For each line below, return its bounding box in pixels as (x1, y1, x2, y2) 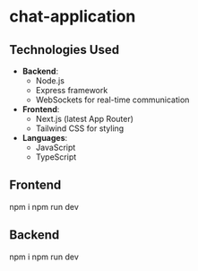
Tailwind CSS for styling (35, 123, 125, 134)
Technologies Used (9, 42, 119, 57)
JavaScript (35, 142, 76, 153)
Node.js (35, 75, 65, 86)
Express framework (35, 85, 108, 95)
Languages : (22, 133, 68, 143)
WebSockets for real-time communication (35, 94, 190, 105)
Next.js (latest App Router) (35, 114, 134, 124)
